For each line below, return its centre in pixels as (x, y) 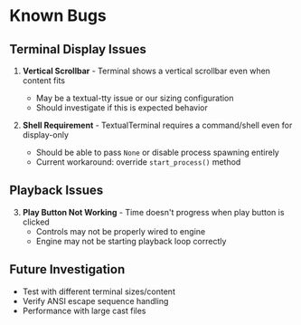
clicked (36, 222)
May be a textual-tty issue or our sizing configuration (135, 98)
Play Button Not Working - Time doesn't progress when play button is (153, 212)
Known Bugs (58, 16)
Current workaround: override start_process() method (138, 162)
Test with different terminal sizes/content (99, 292)
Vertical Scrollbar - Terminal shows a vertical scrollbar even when (146, 71)
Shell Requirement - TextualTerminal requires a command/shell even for (157, 125)
